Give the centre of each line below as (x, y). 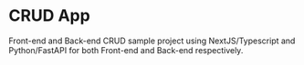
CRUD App (49, 16)
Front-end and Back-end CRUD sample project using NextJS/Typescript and (152, 41)
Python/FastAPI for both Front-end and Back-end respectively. (126, 50)
